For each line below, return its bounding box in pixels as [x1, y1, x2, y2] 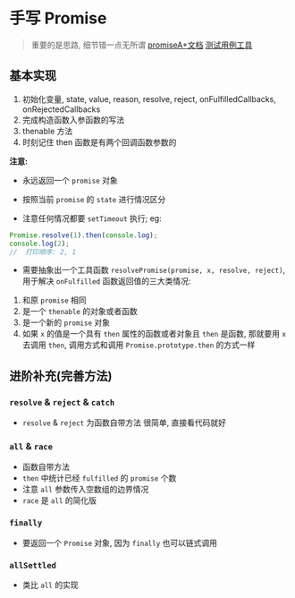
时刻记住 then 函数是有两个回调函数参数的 [21, 136, 177, 148]
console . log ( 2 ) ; [9, 239, 70, 248]
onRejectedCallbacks [21, 104, 101, 115]
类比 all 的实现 [21, 579, 79, 590]
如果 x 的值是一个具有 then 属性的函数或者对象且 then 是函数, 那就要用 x [21, 329, 286, 339]
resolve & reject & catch [9, 396, 115, 408]
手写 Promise [9, 8, 107, 29]
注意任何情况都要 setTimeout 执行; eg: [21, 212, 163, 224]
